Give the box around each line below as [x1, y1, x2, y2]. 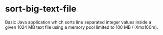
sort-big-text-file [5, 3, 77, 14]
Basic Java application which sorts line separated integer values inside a [5, 19, 152, 25]
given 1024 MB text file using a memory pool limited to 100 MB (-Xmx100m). [5, 24, 158, 30]
